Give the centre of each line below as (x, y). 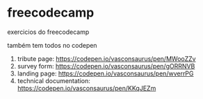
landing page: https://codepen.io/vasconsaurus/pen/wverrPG (105, 73)
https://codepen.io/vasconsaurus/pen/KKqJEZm (87, 88)
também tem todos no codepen (52, 45)
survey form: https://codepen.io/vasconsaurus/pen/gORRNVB (106, 66)
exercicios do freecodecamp (48, 32)
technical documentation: (54, 80)
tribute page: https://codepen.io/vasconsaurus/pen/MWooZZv (106, 58)
